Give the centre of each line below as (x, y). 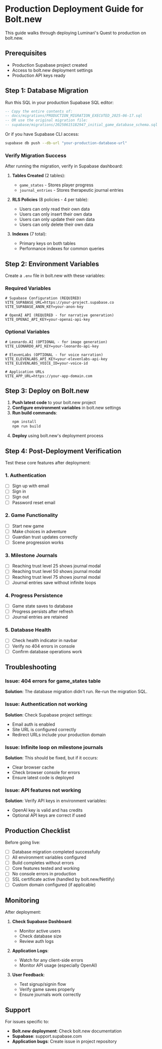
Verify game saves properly (47, 990)
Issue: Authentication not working (46, 704)
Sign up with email (31, 486)
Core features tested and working (46, 868)
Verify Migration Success (36, 155)
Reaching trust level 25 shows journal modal (56, 566)
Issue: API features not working (43, 790)
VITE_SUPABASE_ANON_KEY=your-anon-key (44, 307)
